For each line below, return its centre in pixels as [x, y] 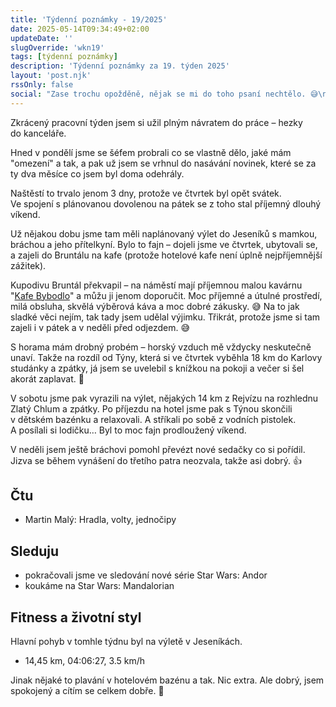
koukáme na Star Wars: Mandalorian [99, 586]
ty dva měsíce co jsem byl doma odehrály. [97, 173]
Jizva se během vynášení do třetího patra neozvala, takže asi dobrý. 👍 [156, 460]
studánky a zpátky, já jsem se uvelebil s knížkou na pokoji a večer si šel [157, 368]
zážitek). [28, 265]
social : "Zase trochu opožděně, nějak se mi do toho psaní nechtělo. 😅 [164, 94]
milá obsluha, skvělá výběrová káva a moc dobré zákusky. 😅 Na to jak [155, 306]
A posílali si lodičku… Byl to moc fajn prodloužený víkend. [128, 430]
